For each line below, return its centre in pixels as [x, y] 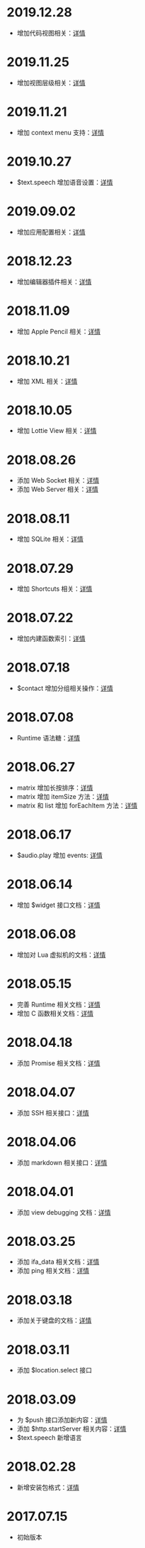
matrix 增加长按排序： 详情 [55, 788]
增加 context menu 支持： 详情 [60, 132]
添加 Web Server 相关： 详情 [58, 489]
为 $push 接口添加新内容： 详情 [62, 1420]
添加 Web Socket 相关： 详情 [58, 480]
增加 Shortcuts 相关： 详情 [54, 589]
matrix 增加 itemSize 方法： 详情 [63, 796]
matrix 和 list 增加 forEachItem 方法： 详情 [77, 805]
